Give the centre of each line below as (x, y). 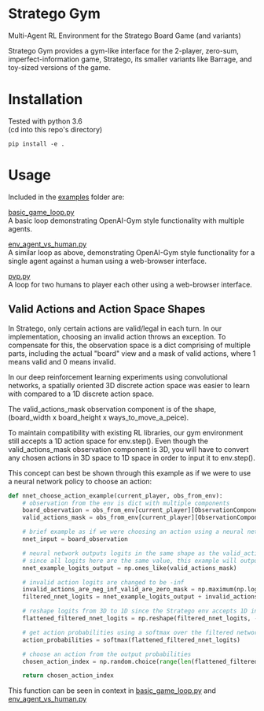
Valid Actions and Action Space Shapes (107, 309)
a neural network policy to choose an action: (80, 481)
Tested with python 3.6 (45, 121)
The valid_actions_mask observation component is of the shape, (112, 409)
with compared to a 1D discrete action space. (81, 394)
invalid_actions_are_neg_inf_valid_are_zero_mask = (108, 590)
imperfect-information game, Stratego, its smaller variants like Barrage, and (130, 59)
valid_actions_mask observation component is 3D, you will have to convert (128, 449)
